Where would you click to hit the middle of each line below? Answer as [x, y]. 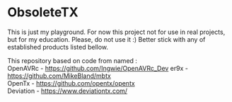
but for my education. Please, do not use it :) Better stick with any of [106, 39]
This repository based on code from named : [72, 60]
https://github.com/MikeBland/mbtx [59, 76]
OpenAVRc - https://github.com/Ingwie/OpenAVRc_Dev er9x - [98, 68]
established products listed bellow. [58, 47]
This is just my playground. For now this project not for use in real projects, [116, 32]
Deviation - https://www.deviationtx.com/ [68, 91]
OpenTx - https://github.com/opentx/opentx [71, 83]
